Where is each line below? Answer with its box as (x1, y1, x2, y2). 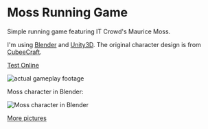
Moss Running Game (7, 5, 128, 20)
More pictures (7, 114, 47, 122)
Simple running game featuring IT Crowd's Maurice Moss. (7, 27, 171, 35)
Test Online (7, 61, 40, 69)
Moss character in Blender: (7, 87, 84, 96)
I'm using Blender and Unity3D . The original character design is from (7, 40, 201, 48)
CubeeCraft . (7, 48, 43, 56)
